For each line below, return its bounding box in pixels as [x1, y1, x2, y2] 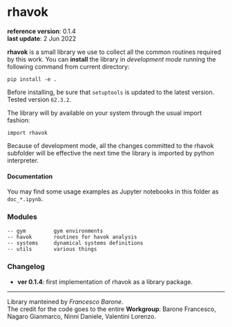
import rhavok [7, 129, 48, 136]
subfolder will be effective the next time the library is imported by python [7, 149, 214, 157]
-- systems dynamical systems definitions [7, 240, 144, 247]
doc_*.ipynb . [7, 195, 43, 203]
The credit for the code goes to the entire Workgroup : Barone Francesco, [7, 305, 216, 313]
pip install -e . [7, 75, 57, 83]
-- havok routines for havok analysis [7, 234, 137, 241]
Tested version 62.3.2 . [7, 95, 72, 104]
